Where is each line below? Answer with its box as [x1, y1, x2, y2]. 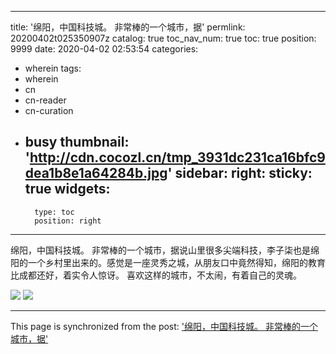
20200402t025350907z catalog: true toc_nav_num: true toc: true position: [10, 32, 317, 44]
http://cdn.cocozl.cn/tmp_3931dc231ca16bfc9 [29, 149, 326, 166]
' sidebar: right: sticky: [167, 165, 313, 182]
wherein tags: [24, 62, 82, 74]
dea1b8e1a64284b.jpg [24, 165, 168, 182]
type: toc [34, 207, 75, 217]
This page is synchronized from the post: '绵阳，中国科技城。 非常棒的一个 [10, 320, 318, 332]
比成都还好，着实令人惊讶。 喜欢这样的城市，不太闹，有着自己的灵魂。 [10, 269, 302, 281]
